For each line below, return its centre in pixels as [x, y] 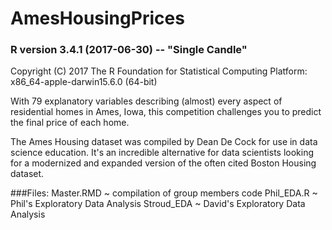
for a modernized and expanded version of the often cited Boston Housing [163, 163]
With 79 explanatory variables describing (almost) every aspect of [146, 101]
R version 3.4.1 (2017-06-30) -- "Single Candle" [129, 50]
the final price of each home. [70, 123]
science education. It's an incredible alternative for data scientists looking [162, 153]
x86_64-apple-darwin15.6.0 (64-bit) [84, 82]
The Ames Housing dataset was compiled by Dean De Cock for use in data [164, 142]
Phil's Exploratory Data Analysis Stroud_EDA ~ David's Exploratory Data [158, 204]
